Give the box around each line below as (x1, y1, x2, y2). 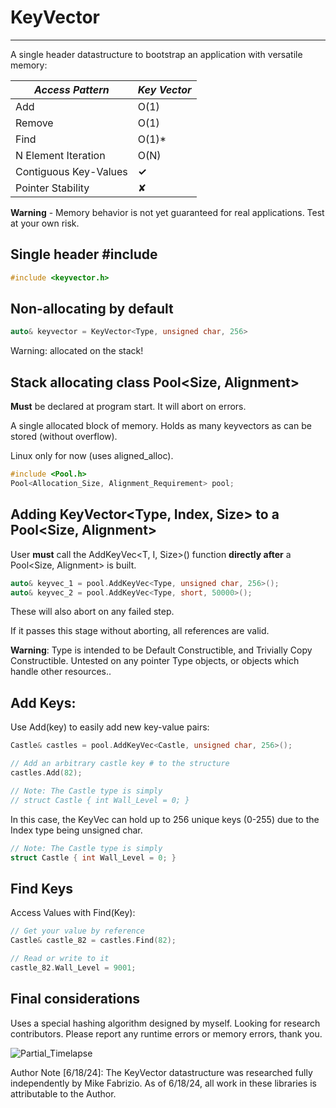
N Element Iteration (15, 148, 106, 162)
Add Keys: (10, 694, 77, 711)
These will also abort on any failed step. (10, 606, 175, 618)
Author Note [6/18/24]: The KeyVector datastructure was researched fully (10, 1066, 313, 1078)
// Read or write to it (10, 953, 110, 963)
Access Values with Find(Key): (10, 907, 136, 919)
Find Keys (10, 880, 74, 897)
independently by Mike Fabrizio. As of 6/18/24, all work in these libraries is (10, 1077, 317, 1089)
